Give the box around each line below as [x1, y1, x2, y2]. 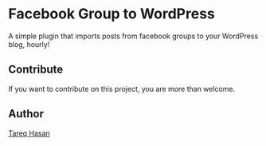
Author [8, 107, 44, 120]
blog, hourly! [8, 39, 50, 49]
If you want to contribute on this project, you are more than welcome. [8, 84, 236, 93]
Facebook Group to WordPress [8, 5, 215, 23]
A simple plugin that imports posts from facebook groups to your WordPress [8, 31, 259, 41]
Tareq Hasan [8, 128, 50, 138]
